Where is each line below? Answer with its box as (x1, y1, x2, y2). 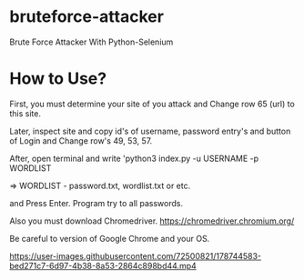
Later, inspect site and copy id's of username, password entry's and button (9, 125, 291, 136)
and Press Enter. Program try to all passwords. (9, 197, 184, 208)
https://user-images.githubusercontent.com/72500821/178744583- (9, 250, 262, 261)
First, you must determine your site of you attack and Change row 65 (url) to (9, 98, 296, 109)
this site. (9, 107, 41, 119)
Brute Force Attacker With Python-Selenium (9, 36, 174, 47)
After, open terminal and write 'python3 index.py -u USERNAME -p (9, 153, 259, 164)
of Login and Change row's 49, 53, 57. (9, 135, 153, 146)
